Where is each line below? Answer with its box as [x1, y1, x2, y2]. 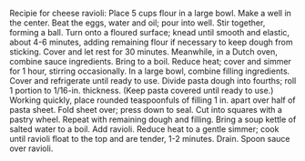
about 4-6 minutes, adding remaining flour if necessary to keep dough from [9, 36, 293, 47]
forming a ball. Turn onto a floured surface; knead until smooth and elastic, [9, 27, 290, 37]
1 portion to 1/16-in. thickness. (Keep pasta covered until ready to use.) [9, 86, 274, 96]
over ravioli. [9, 143, 54, 154]
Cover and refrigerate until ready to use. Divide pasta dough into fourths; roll [9, 75, 297, 86]
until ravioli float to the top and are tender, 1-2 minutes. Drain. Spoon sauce [9, 134, 290, 144]
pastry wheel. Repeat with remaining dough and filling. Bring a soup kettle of [9, 114, 297, 125]
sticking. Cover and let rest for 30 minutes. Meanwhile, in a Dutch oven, [9, 46, 278, 57]
